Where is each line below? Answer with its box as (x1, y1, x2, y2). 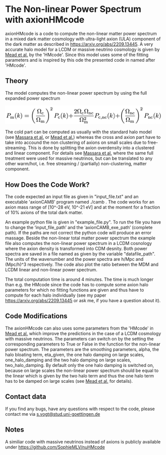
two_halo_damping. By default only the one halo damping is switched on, (5, 362, 154, 368)
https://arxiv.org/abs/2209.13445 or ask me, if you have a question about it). (5, 298, 161, 304)
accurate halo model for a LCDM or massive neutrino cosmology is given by (5, 46, 160, 52)
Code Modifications (5, 312, 68, 321)
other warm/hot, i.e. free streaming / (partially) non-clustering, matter (5, 161, 147, 167)
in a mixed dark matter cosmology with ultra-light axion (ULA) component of (5, 36, 161, 42)
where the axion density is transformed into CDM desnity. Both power (5, 245, 148, 252)
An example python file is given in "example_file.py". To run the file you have (5, 219, 161, 225)
